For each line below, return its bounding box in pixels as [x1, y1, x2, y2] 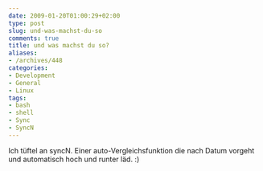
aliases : [8, 49, 38, 57]
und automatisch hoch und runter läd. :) [8, 154, 140, 164]
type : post [8, 19, 45, 27]
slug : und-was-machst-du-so [8, 26, 103, 35]
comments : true [8, 34, 60, 43]
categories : [8, 64, 48, 72]
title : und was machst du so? [8, 42, 110, 50]
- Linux [8, 86, 35, 95]
